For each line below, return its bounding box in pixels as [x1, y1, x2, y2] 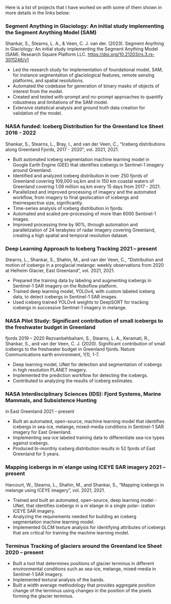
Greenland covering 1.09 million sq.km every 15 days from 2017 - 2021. [12, 183, 161, 190]
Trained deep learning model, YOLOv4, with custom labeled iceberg [12, 288, 155, 294]
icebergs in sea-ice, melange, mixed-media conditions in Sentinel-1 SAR [12, 424, 164, 430]
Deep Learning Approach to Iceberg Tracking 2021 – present [5, 245, 157, 252]
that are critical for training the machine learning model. [12, 529, 130, 536]
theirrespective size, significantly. [12, 199, 83, 206]
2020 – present [5, 549, 44, 556]
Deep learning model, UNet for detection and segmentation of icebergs [12, 361, 162, 367]
